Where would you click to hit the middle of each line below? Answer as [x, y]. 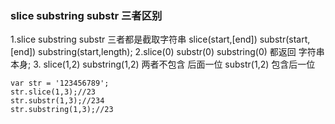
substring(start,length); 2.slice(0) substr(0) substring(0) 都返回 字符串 [181, 52]
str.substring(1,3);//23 [62, 110]
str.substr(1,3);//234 [57, 101]
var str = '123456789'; [60, 83]
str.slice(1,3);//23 [53, 92]
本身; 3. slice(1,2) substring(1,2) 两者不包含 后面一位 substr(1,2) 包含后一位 [163, 64]
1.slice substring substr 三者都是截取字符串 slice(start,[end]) [134, 39]
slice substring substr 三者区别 [86, 15]
